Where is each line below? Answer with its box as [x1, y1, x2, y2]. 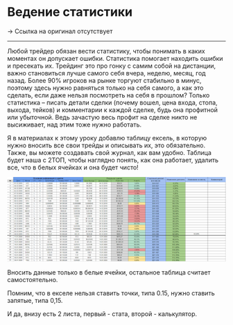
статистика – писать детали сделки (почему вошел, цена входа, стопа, [7, 98, 218, 106]
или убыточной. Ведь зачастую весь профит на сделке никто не [7, 113, 198, 121]
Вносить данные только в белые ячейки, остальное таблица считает [7, 268, 211, 277]
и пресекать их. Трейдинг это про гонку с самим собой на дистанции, [7, 62, 216, 70]
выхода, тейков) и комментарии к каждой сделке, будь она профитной [7, 105, 218, 114]
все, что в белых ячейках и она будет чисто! [7, 163, 139, 171]
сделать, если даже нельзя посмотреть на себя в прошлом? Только [7, 91, 210, 99]
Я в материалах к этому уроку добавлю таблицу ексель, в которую [7, 133, 207, 142]
